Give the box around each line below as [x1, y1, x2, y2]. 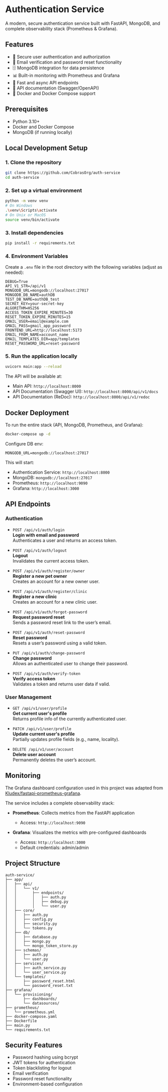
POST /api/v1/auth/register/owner [12, 568, 85, 574]
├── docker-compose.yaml [5, 1014, 57, 1019]
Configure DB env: [5, 441, 44, 446]
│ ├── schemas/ [5, 948, 42, 953]
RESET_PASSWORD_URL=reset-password [5, 341, 80, 346]
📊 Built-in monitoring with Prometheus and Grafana [12, 72, 120, 78]
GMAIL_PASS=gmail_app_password [5, 323, 71, 329]
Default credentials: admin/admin [20, 845, 89, 851]
